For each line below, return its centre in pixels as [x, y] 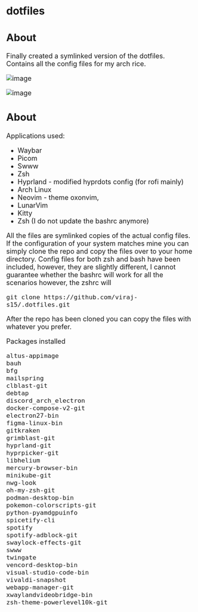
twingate [21, 557]
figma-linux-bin [34, 423]
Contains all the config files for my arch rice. [76, 64]
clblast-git [27, 385]
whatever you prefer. [39, 327]
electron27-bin [33, 415]
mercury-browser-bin [42, 467]
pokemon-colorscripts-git [51, 505]
